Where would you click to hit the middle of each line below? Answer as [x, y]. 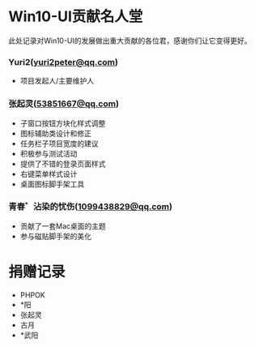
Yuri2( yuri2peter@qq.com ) [64, 62]
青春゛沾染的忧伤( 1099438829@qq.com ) [90, 207]
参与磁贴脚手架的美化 [55, 236]
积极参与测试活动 [49, 153]
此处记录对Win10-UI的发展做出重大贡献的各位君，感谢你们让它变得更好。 [130, 41]
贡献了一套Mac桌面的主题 [63, 226]
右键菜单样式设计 [49, 173]
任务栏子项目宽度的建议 [59, 144]
